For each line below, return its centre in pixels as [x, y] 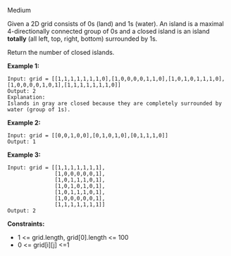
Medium [19, 10]
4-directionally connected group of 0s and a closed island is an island [108, 31]
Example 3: [24, 155]
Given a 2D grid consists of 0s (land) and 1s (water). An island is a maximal [115, 24]
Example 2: [24, 123]
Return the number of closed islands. [61, 52]
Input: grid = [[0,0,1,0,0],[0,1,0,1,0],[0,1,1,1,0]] [88, 136]
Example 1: [24, 66]
